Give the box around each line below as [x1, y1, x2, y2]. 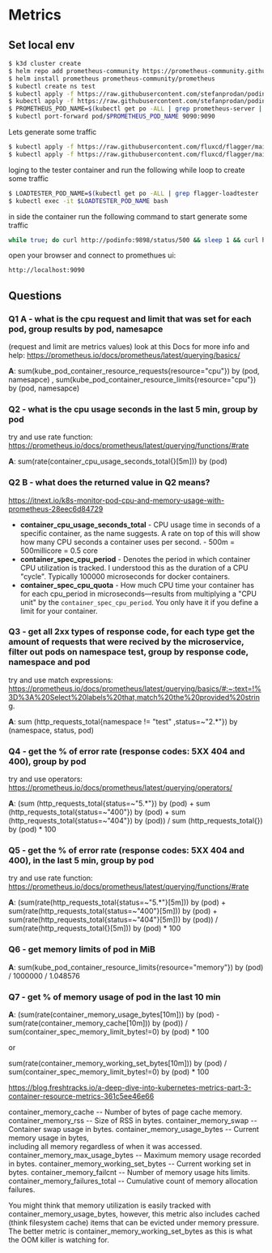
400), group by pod [8, 755, 87, 767]
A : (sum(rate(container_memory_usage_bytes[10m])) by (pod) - [8, 1009, 220, 1020]
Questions [8, 288, 62, 302]
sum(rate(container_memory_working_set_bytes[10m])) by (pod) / [8, 1058, 227, 1069]
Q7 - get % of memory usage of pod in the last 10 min [8, 991, 221, 1002]
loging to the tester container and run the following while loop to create [8, 165, 245, 175]
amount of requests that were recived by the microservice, [8, 636, 244, 647]
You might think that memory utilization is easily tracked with [8, 1200, 211, 1211]
